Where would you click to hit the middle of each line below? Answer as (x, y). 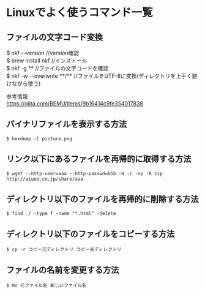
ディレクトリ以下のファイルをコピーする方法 (91, 234)
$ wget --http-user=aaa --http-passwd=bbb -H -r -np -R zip (85, 173)
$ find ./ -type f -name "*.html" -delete (61, 214)
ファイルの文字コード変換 (54, 37)
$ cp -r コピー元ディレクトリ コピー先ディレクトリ (64, 250)
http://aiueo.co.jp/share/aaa (45, 179)
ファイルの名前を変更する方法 (63, 270)
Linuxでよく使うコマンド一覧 (80, 13)
